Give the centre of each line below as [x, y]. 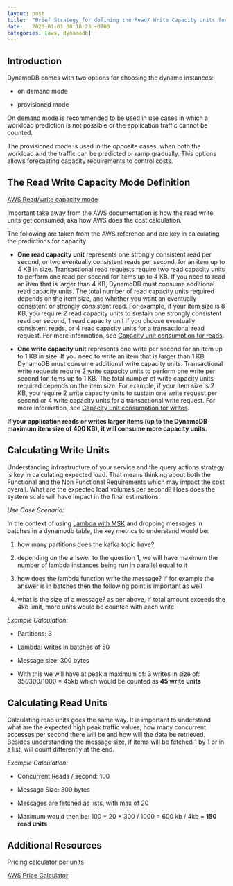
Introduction [35, 61]
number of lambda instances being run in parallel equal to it [102, 565]
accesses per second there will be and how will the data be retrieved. [106, 734]
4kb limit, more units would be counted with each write [96, 607]
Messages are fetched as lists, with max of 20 [83, 803]
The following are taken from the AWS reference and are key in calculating [113, 234]
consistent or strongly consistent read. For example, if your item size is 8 [121, 306]
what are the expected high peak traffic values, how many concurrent [107, 727]
